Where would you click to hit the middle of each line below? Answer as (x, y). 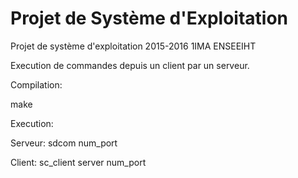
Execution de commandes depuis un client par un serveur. (130, 65)
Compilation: (36, 84)
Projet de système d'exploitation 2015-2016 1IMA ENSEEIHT (133, 46)
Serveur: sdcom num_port (64, 143)
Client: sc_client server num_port (78, 162)
